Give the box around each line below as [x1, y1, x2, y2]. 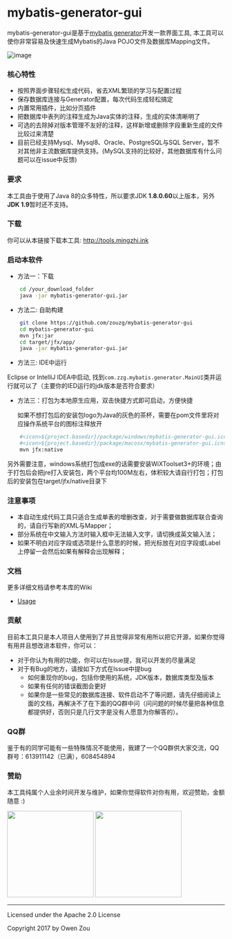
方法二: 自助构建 [17, 305, 64, 313]
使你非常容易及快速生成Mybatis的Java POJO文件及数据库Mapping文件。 [7, 37, 214, 46]
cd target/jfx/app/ [19, 338, 76, 346]
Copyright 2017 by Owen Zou [7, 924, 90, 933]
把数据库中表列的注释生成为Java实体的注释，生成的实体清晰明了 [17, 113, 201, 121]
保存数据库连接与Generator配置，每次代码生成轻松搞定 [17, 95, 174, 104]
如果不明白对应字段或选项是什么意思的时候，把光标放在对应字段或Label [17, 539, 221, 547]
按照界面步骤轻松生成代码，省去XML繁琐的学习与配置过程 [17, 86, 182, 95]
